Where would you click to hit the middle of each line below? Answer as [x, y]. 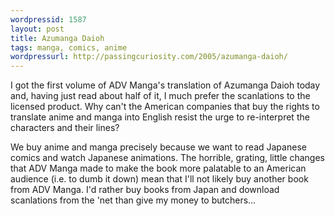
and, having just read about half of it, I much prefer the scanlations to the [160, 96]
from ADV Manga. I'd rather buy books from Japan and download [145, 190]
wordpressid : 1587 [48, 19]
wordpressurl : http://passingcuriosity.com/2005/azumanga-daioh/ [149, 57]
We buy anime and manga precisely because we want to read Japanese [158, 147]
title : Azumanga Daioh [57, 38]
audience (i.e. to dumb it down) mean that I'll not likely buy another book [159, 179]
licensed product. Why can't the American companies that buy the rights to [165, 107]
